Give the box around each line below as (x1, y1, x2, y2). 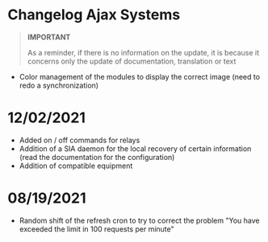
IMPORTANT (27, 32, 71, 42)
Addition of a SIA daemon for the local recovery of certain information (19, 143, 252, 154)
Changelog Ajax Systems (7, 6, 181, 24)
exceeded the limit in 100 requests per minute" (19, 224, 174, 234)
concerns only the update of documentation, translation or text (27, 56, 237, 66)
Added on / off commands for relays (19, 135, 140, 145)
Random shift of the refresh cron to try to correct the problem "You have (19, 215, 260, 225)
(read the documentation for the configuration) (19, 152, 175, 162)
